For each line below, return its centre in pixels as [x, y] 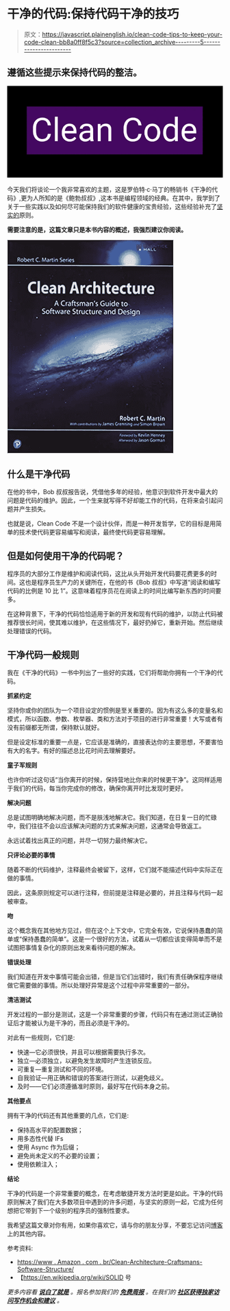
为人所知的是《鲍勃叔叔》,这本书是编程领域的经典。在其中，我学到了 [124, 198]
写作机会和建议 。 [38, 1301]
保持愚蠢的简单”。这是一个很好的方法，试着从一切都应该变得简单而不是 [122, 939]
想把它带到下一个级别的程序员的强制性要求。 [70, 1211]
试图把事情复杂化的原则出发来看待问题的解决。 [73, 948]
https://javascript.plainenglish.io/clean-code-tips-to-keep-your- [132, 34]
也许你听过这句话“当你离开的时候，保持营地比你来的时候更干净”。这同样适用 [115, 780]
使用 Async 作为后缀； [49, 1147]
